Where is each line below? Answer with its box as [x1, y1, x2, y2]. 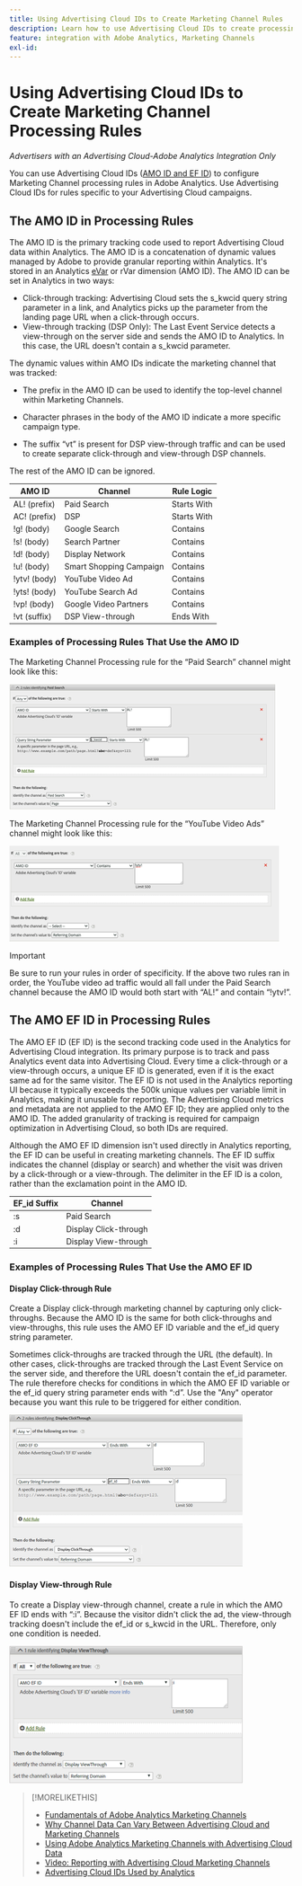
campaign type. [22, 421, 81, 431]
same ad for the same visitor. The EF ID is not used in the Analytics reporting [9, 1075, 293, 1085]
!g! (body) [13, 524, 50, 535]
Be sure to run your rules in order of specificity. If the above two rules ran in [9, 967, 290, 978]
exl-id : [9, 43, 39, 52]
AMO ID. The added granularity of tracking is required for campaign [9, 1112, 260, 1123]
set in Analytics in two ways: [9, 275, 115, 286]
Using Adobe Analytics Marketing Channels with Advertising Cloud [44, 1837, 293, 1848]
